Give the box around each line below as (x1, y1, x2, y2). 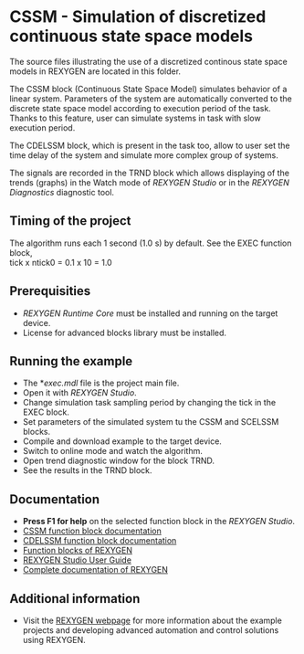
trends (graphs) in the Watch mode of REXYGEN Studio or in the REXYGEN (9, 176, 290, 188)
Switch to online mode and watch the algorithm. (22, 446, 203, 457)
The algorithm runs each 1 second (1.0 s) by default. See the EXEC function (9, 237, 292, 248)
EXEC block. (22, 406, 70, 417)
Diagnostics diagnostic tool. (9, 186, 115, 197)
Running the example (9, 353, 133, 369)
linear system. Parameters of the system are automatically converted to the (9, 93, 292, 104)
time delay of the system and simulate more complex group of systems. (9, 149, 278, 161)
